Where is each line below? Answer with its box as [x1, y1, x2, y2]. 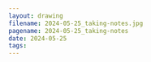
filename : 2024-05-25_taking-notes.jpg [8, 19, 144, 27]
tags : [8, 42, 27, 50]
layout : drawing [8, 11, 63, 20]
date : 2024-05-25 [8, 34, 67, 43]
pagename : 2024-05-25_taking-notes [8, 27, 129, 35]
